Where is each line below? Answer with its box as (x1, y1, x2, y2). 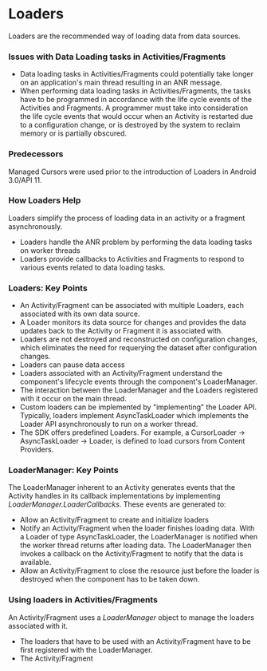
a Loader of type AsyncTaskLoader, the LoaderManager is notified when (19, 532, 258, 542)
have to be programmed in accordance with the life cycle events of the (19, 95, 253, 105)
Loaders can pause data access (19, 360, 125, 369)
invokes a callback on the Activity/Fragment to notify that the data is (19, 549, 244, 559)
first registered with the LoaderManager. (19, 645, 153, 654)
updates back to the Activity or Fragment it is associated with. (19, 326, 223, 336)
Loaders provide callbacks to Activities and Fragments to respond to (19, 254, 245, 263)
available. (19, 558, 52, 567)
